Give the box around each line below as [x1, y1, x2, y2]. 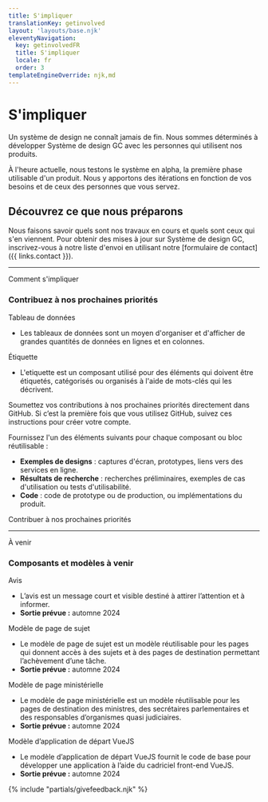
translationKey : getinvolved [8, 19, 105, 27]
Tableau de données [8, 313, 76, 322]
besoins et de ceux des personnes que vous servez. [8, 182, 180, 191]
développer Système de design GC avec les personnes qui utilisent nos [8, 141, 242, 150]
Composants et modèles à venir [8, 557, 134, 569]
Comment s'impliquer [8, 274, 79, 284]
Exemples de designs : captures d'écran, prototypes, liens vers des [19, 457, 243, 466]
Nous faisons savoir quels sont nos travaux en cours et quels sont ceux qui [8, 225, 255, 236]
